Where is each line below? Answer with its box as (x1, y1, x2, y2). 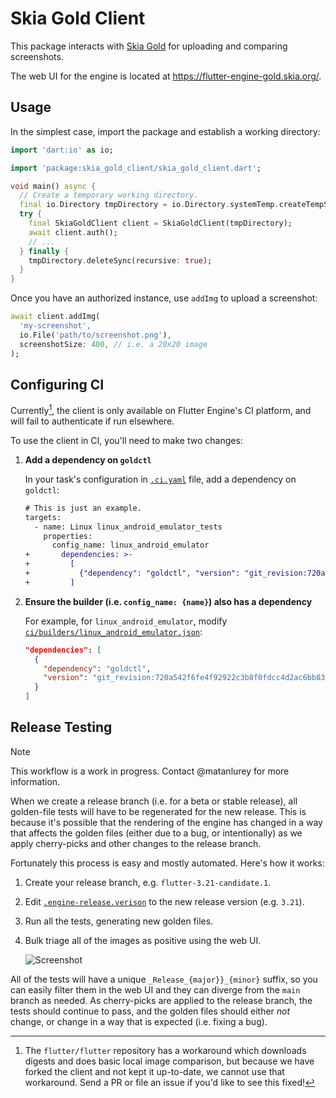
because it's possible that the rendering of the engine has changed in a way (10, 816, 323, 828)
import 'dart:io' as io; (10, 145, 114, 155)
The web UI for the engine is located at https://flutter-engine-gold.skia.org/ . (10, 70, 322, 82)
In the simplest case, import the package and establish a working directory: (10, 125, 321, 137)
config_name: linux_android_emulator (51, 540, 210, 551)
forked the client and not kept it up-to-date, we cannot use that (24, 1065, 285, 1077)
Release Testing (10, 719, 113, 736)
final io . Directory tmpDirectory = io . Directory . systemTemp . (19, 200, 280, 210)
